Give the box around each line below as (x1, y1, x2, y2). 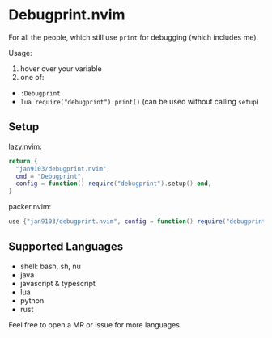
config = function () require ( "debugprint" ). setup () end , (15, 180, 212, 188)
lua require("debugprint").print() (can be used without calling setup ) (19, 96, 259, 106)
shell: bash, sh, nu (19, 261, 81, 271)
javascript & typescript (19, 278, 96, 288)
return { (8, 157, 38, 165)
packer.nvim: (8, 202, 52, 212)
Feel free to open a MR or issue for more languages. (8, 319, 182, 329)
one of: (19, 72, 45, 82)
